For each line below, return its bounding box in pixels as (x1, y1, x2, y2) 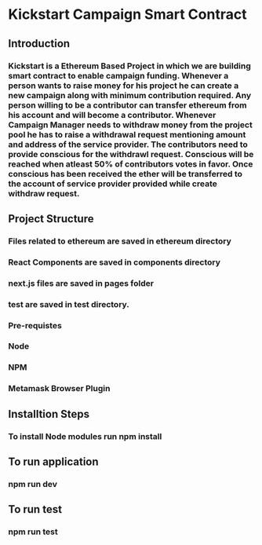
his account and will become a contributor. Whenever (8, 109, 217, 120)
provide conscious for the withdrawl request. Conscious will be (8, 148, 254, 159)
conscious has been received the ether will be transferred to (8, 168, 243, 179)
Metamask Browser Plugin (8, 383, 111, 394)
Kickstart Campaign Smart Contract (8, 5, 247, 24)
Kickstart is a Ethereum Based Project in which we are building (8, 60, 251, 71)
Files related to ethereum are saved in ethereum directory (8, 236, 231, 247)
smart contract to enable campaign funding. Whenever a (8, 70, 229, 81)
